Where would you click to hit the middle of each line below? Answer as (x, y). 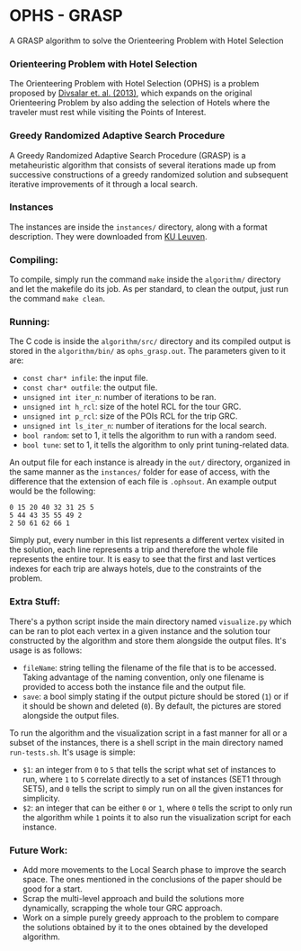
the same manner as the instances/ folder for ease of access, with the (140, 472)
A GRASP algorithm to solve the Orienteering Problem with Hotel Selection (147, 41)
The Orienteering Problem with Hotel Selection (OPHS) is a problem (134, 84)
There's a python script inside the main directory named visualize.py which (150, 621)
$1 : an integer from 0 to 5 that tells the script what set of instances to (149, 769)
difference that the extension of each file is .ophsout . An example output (143, 482)
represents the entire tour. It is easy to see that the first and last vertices (143, 559)
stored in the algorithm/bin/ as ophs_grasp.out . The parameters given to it (147, 351)
